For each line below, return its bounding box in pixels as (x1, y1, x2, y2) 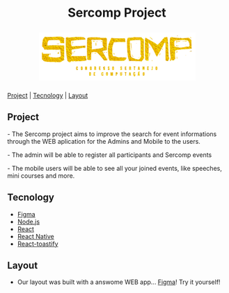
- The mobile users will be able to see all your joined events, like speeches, (7, 164, 223, 172)
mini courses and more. (7, 171, 75, 180)
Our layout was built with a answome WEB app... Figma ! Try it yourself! (17, 278, 221, 286)
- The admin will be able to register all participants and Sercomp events (7, 151, 212, 159)
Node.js (17, 217, 40, 226)
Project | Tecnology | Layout (7, 91, 88, 99)
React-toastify (17, 240, 58, 248)
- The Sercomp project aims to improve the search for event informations (7, 130, 217, 138)
